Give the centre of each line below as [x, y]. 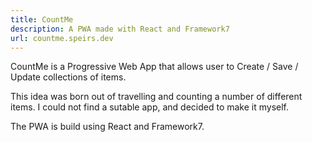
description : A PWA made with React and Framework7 [120, 29]
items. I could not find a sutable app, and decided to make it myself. [150, 107]
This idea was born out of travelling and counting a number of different [156, 97]
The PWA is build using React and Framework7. [107, 127]
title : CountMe [42, 19]
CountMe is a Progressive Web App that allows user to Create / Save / [154, 67]
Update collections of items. [68, 77]
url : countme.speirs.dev [62, 38]
